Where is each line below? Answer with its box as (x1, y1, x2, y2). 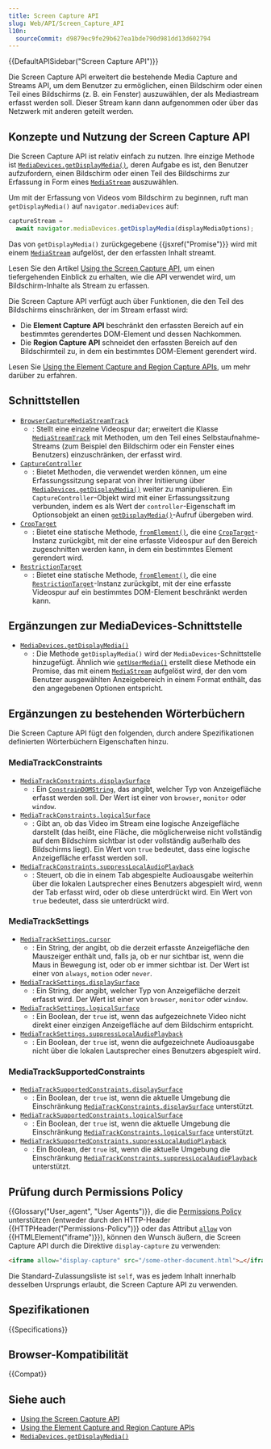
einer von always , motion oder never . (31, 968, 153, 978)
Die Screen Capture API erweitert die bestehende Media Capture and (8, 72, 238, 82)
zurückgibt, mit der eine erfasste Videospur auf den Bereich (58, 535, 258, 545)
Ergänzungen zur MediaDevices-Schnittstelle (8, 619, 243, 633)
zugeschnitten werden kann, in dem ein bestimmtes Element (31, 544, 233, 554)
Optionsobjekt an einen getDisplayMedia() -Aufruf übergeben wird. (31, 510, 254, 520)
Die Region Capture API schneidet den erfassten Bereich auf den (19, 337, 238, 348)
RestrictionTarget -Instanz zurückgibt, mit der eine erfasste (31, 579, 231, 588)
